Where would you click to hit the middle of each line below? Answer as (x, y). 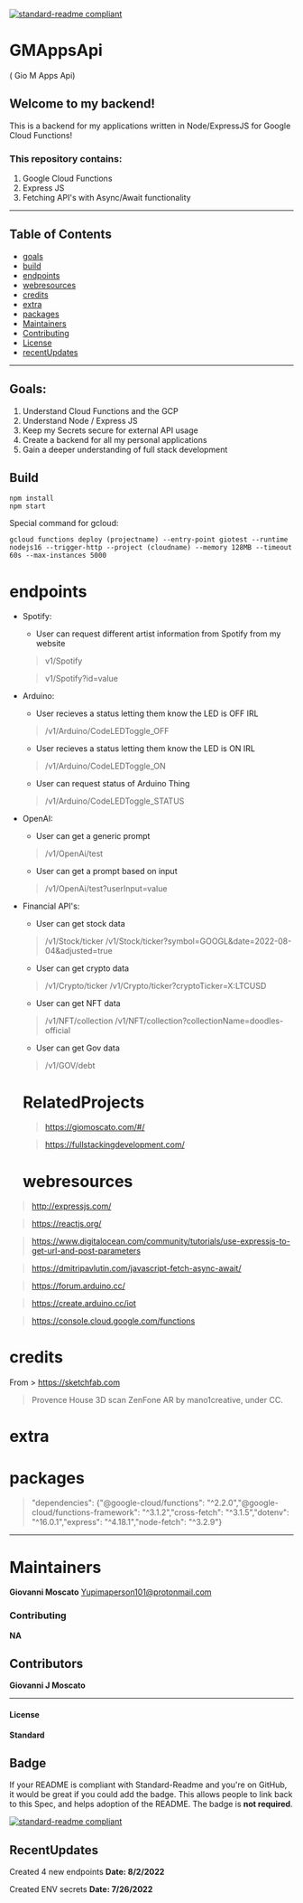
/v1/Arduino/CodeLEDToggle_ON (106, 766)
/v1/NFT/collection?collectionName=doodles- (199, 1021)
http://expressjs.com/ (71, 1206)
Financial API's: (51, 906)
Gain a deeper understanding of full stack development (125, 449)
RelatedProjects (83, 1102)
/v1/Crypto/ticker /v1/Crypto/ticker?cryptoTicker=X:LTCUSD (156, 986)
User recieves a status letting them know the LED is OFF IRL (147, 713)
